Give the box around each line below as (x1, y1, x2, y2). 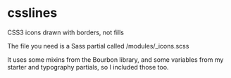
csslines (7, 5, 58, 21)
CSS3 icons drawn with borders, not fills (7, 28, 125, 37)
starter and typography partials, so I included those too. (7, 63, 169, 71)
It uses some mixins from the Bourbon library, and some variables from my (7, 55, 224, 64)
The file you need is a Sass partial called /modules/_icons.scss (7, 41, 189, 50)
